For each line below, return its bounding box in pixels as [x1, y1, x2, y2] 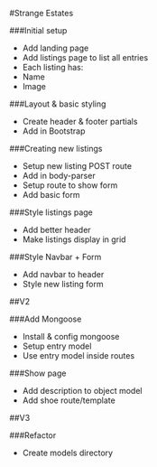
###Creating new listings [9, 144, 103, 154]
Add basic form [22, 190, 80, 200]
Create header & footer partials [22, 117, 138, 126]
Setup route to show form [22, 180, 118, 191]
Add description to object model [22, 386, 143, 396]
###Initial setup [9, 25, 68, 35]
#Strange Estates [9, 8, 74, 18]
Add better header [22, 225, 92, 235]
